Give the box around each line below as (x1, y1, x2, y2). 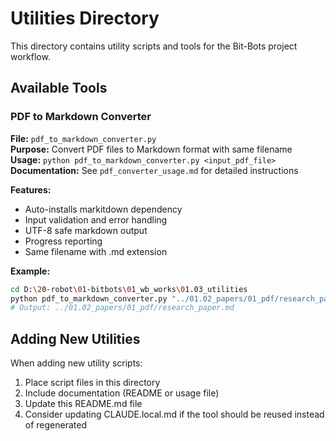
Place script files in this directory (24, 377, 161, 389)
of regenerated (24, 419, 88, 431)
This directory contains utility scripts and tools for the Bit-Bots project (10, 40, 298, 52)
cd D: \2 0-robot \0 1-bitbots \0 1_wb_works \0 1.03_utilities (10, 284, 248, 294)
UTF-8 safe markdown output (24, 224, 148, 236)
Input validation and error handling (24, 213, 168, 226)
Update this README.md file (24, 398, 143, 410)
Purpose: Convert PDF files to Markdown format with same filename (10, 143, 293, 155)
